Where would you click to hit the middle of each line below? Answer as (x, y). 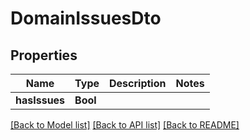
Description (138, 83)
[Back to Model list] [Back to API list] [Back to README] (125, 125)
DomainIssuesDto (86, 18)
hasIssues (40, 100)
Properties (44, 55)
